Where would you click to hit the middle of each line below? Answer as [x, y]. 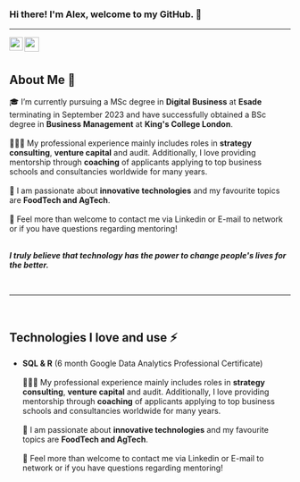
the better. [29, 265]
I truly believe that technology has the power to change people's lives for [148, 256]
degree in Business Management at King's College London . [121, 124]
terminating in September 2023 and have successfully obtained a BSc [138, 114]
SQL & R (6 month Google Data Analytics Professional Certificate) [142, 363]
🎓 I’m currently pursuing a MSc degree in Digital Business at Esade [136, 102]
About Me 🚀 [42, 80]
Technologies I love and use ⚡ [94, 338]
